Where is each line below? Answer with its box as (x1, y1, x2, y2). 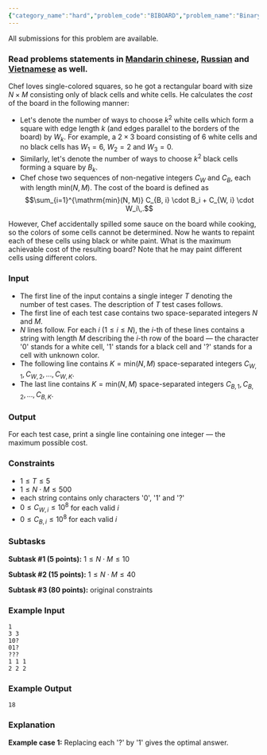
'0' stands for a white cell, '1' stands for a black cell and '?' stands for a (19, 341, 253, 351)
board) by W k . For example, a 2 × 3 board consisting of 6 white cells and (19, 132, 257, 143)
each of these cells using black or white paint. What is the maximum (8, 236, 232, 246)
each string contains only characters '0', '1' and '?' (19, 492, 185, 502)
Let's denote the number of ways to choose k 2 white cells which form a (19, 113, 254, 124)
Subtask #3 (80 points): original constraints (8, 585, 153, 594)
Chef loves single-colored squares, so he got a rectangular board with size (8, 81, 253, 91)
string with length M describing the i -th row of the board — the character (19, 333, 259, 343)
